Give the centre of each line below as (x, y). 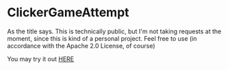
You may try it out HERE (40, 58)
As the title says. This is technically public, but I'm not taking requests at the (114, 31)
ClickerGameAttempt (68, 13)
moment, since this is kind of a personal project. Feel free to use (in (102, 38)
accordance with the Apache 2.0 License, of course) (81, 46)
